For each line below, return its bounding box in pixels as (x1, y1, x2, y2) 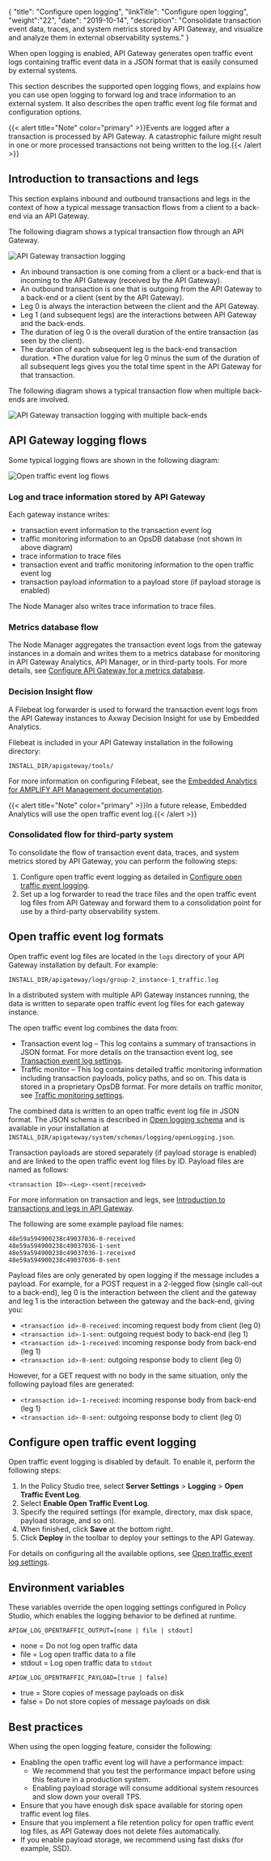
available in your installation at (8, 1123, 109, 1133)
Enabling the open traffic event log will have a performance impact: (19, 1757, 244, 1767)
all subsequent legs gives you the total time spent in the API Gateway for (19, 361, 262, 371)
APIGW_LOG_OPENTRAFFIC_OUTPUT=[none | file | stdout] (8, 1627, 194, 1635)
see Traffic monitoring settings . (19, 1090, 125, 1100)
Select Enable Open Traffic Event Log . (19, 1499, 150, 1508)
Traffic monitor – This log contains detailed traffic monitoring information (19, 1064, 263, 1074)
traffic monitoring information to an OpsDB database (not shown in (19, 534, 243, 543)
